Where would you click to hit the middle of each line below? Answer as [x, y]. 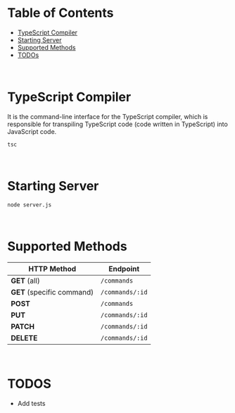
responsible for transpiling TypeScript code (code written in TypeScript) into [118, 124]
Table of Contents [61, 13]
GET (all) [25, 281]
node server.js [30, 205]
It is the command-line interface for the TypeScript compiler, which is [108, 116]
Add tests [31, 403]
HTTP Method [52, 269]
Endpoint [124, 269]
